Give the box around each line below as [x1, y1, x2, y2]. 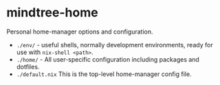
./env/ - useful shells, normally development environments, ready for [16, 40, 214, 49]
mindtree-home [6, 5, 98, 21]
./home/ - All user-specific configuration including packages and [16, 55, 200, 63]
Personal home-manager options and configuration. [6, 27, 153, 36]
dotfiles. [16, 62, 40, 71]
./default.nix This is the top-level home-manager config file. [16, 70, 192, 78]
